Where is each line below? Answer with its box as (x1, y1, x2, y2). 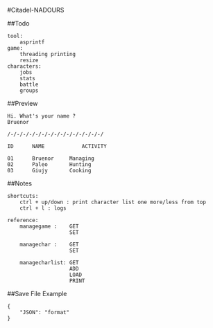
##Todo (7, 19, 30, 27)
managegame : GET (19, 223, 79, 230)
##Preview (7, 100, 38, 107)
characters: (7, 63, 42, 70)
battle (19, 81, 39, 88)
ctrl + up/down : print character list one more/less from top (19, 199, 207, 206)
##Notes (7, 179, 33, 188)
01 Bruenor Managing (7, 155, 95, 162)
